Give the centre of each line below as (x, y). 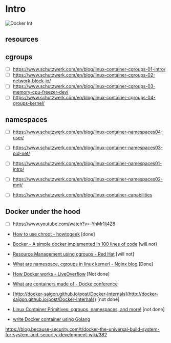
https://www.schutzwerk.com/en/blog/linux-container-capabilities (82, 195)
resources (22, 39)
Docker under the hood (43, 211)
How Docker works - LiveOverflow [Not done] (61, 274)
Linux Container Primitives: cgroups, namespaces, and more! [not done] (89, 310)
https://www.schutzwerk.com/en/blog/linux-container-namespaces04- (88, 132)
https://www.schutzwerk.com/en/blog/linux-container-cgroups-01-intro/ (89, 69)
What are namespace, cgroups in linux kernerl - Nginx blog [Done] (83, 264)
